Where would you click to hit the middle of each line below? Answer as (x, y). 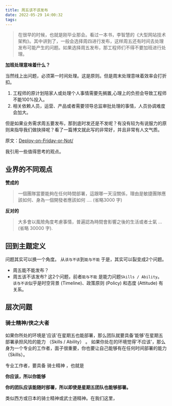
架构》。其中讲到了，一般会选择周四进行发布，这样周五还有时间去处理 (91, 41)
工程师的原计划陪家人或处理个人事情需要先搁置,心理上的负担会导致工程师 (90, 93)
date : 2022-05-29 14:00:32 (34, 15)
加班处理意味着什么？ (28, 65)
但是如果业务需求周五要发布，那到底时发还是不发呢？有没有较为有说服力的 (84, 123)
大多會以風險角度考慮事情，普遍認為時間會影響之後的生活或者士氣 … (90, 222)
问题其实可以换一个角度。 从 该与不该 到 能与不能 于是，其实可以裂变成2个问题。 (86, 259)
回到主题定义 (26, 246)
